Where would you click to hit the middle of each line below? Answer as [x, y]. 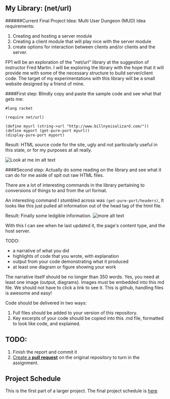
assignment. [25, 363]
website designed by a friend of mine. [45, 84]
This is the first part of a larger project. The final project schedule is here [81, 391]
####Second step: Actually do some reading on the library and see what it [83, 170]
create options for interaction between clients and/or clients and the [84, 47]
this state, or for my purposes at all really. [49, 150]
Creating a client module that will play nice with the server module [82, 41]
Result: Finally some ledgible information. [48, 216]
